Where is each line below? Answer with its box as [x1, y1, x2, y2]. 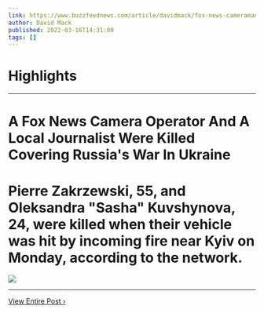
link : [8, 11, 26, 20]
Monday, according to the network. [8, 249, 243, 267]
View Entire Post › [8, 297, 66, 306]
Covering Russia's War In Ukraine [8, 146, 231, 164]
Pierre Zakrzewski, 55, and [8, 182, 186, 200]
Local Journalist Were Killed [8, 129, 196, 147]
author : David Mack [8, 19, 72, 27]
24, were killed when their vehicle [8, 215, 233, 233]
